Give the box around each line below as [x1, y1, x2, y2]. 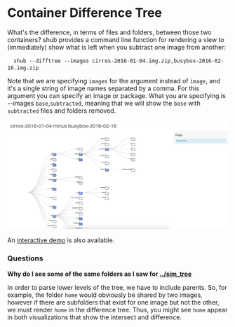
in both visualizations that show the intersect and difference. [7, 313, 182, 321]
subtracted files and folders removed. [7, 106, 116, 115]
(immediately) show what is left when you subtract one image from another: [7, 43, 227, 51]
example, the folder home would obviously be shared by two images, [7, 291, 203, 299]
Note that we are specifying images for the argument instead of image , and [7, 76, 221, 85]
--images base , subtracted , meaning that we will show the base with [7, 99, 201, 107]
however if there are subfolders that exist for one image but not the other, [7, 298, 220, 306]
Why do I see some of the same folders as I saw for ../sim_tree [7, 270, 192, 278]
